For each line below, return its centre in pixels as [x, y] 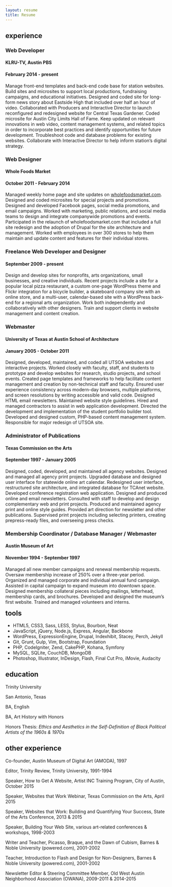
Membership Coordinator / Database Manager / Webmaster [81, 534]
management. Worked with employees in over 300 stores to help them [80, 233]
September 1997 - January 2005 [41, 460]
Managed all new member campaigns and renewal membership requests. [83, 569]
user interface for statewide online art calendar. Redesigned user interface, [85, 482]
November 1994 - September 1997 [43, 558]
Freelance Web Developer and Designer [56, 251]
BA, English [17, 707]
